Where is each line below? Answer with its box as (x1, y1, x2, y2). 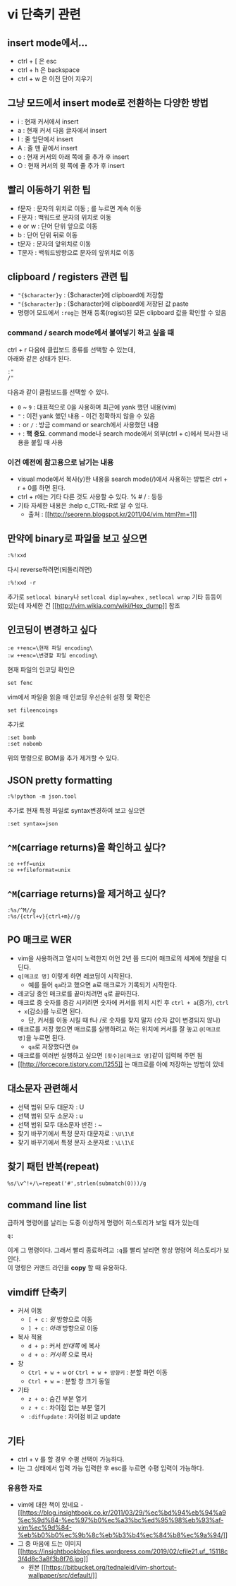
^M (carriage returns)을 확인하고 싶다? (7, 841, 166, 853)
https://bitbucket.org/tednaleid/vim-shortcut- (45, 1563, 178, 1572)
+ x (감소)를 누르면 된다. (17, 1007, 83, 1015)
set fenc (7, 679, 33, 686)
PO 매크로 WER (7, 934, 73, 946)
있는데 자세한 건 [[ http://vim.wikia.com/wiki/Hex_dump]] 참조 (7, 601, 181, 609)
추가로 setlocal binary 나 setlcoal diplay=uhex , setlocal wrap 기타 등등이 (7, 592, 223, 601)
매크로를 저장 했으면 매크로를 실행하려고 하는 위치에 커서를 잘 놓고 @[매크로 (17, 1025, 221, 1033)
